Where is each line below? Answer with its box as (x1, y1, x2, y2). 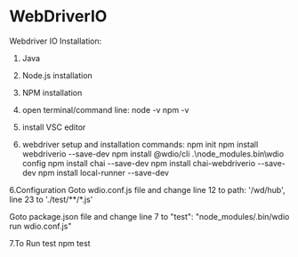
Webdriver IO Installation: (9, 36, 102, 46)
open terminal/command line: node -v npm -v (21, 104, 189, 115)
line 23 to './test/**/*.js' (9, 194, 93, 205)
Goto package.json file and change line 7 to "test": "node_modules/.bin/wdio (9, 211, 290, 221)
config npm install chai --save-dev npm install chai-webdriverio (21, 157, 256, 168)
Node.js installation (21, 69, 93, 81)
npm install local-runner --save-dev (38, 167, 169, 178)
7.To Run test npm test (9, 237, 91, 248)
